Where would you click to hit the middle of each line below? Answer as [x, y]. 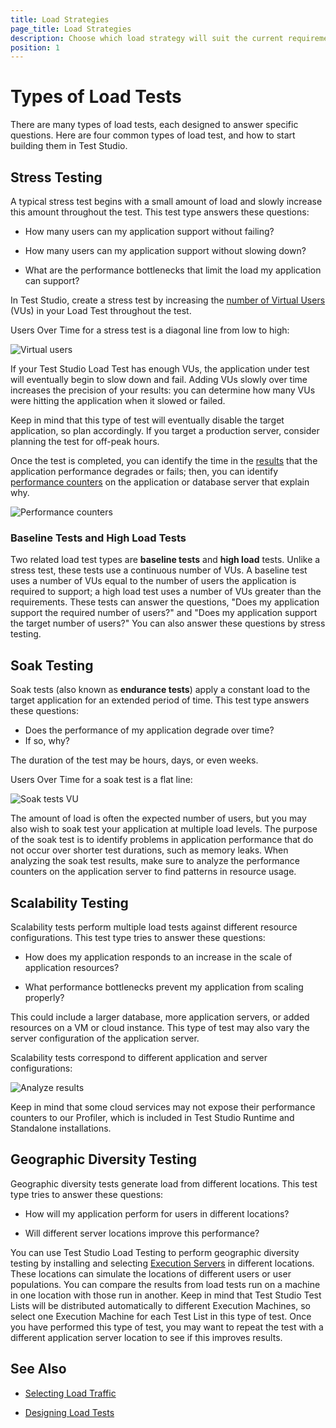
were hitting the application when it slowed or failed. [118, 400]
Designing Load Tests [69, 1412]
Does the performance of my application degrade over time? [149, 730]
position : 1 [35, 47]
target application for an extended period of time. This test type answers [160, 700]
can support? [52, 280]
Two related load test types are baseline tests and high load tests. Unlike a [165, 560]
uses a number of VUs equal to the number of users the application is [153, 581]
